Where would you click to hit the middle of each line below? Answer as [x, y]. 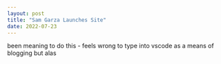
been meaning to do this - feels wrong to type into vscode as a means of [110, 46]
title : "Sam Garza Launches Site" [57, 20]
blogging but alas [32, 53]
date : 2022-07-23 [32, 26]
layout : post [26, 13]
